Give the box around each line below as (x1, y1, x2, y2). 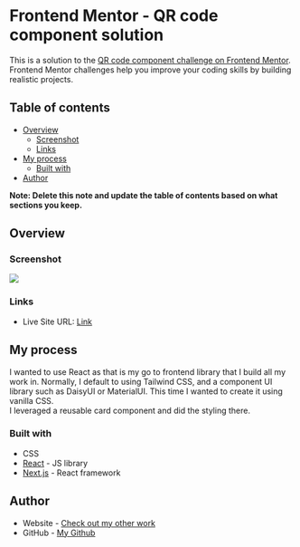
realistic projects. (9, 73, 74, 84)
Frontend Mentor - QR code (9, 5, 219, 26)
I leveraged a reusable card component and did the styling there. (9, 405, 251, 416)
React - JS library (22, 457, 89, 468)
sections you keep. (9, 199, 83, 210)
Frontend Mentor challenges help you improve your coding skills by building (9, 64, 292, 75)
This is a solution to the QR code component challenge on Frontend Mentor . (9, 54, 291, 65)
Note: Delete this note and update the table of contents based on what (9, 189, 278, 200)
